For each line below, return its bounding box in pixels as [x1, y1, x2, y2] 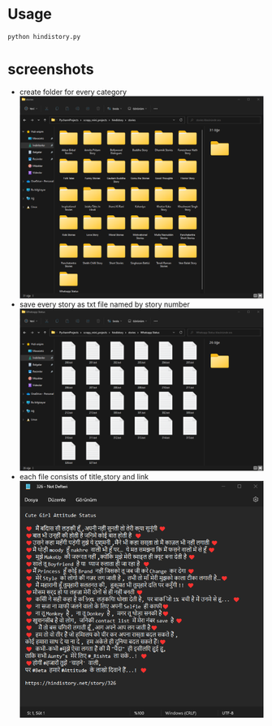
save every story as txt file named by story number [19, 299, 190, 309]
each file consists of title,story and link [19, 471, 149, 481]
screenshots [7, 60, 94, 78]
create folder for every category [19, 87, 127, 97]
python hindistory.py [7, 32, 81, 41]
